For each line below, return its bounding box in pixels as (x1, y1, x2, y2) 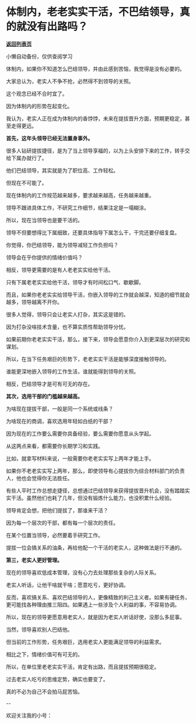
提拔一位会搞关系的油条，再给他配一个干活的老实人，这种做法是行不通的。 (6, 544, 185, 551)
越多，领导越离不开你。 (6, 298, 62, 305)
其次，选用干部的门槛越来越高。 (6, 392, 83, 399)
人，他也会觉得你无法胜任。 (6, 474, 73, 481)
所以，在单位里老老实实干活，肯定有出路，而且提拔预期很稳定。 (6, 663, 159, 670)
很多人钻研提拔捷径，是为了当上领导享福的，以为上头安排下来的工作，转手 (6, 147, 185, 154)
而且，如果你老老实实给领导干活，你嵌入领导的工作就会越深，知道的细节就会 (6, 291, 190, 298)
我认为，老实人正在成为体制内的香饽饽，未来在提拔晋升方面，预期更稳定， (6, 115, 185, 122)
